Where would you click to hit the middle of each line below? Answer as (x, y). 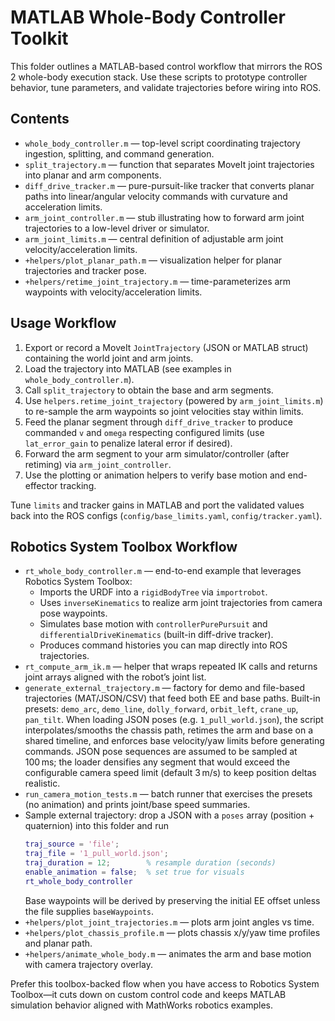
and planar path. (58, 943)
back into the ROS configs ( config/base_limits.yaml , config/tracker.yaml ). (166, 515)
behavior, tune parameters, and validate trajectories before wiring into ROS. (166, 87)
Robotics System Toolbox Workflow (124, 546)
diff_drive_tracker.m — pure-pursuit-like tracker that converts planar (169, 185)
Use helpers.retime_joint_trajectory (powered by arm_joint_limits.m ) (174, 400)
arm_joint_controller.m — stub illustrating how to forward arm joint (164, 217)
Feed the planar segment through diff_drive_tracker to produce (158, 422)
